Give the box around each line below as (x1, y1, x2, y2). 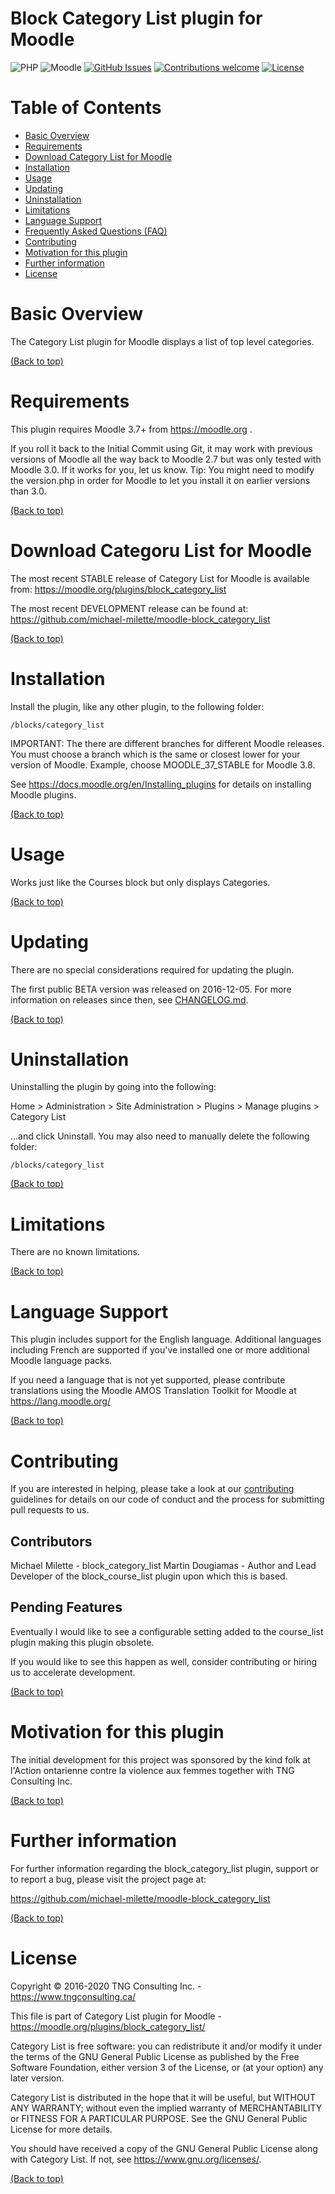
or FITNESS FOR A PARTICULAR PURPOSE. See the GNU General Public (10, 2112, 308, 2124)
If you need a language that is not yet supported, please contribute (10, 1374, 286, 1386)
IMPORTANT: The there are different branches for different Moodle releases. (10, 737, 325, 749)
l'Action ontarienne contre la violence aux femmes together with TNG (10, 1764, 295, 1776)
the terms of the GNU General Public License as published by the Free (10, 2050, 300, 2062)
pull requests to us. (10, 1504, 90, 1516)
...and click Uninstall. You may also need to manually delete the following (10, 1130, 310, 1142)
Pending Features (10, 1599, 123, 1616)
